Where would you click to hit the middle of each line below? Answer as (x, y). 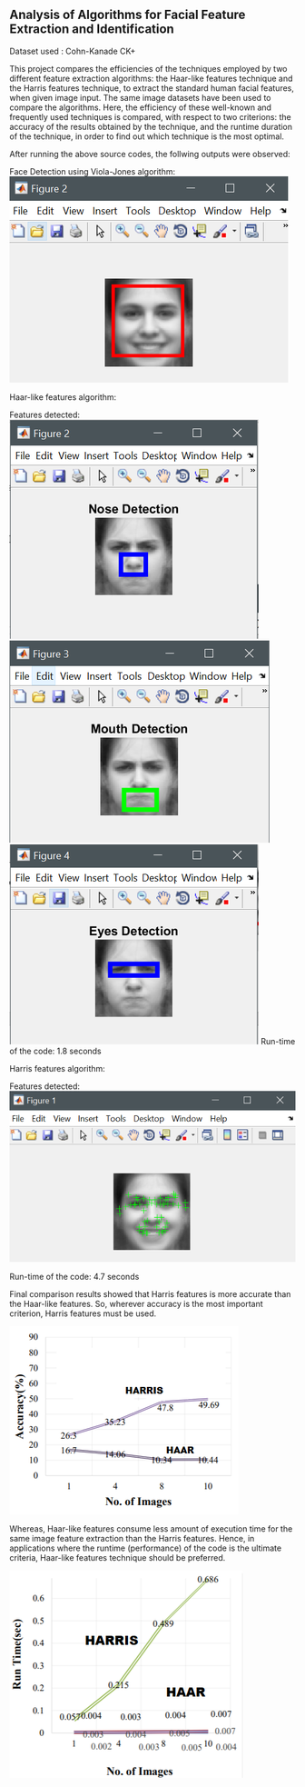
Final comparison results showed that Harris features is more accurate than (150, 1294)
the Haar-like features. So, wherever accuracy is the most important (136, 1304)
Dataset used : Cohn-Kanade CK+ (73, 51)
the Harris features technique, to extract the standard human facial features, (152, 88)
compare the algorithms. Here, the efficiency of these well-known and (141, 107)
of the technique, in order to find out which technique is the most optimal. (147, 136)
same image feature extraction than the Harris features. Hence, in (132, 1539)
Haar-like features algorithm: (63, 397)
